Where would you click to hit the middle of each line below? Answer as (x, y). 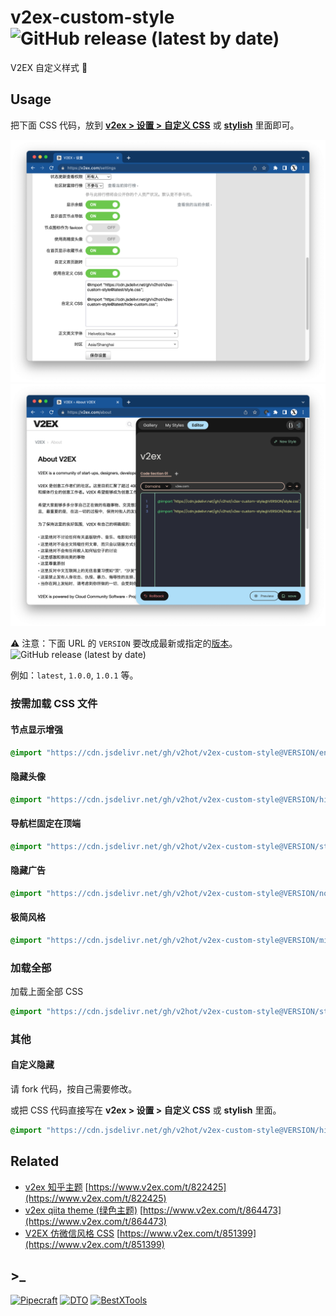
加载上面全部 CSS (47, 992)
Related (35, 1161)
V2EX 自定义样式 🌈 (49, 67)
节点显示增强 (36, 729)
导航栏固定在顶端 (45, 823)
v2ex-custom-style (92, 17)
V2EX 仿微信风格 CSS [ (72, 1233)
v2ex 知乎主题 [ (56, 1187)
